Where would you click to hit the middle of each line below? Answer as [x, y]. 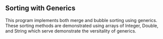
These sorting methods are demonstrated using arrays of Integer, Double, [82, 25]
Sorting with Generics [40, 8]
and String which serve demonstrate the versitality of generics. [71, 31]
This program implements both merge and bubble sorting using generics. [81, 20]
